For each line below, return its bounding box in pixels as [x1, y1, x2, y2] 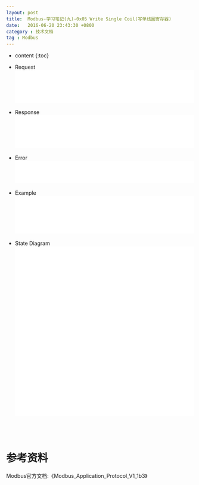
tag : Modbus [6, 35, 39, 41]
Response [14, 109, 40, 116]
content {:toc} [14, 52, 49, 59]
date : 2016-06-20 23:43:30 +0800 [6, 22, 95, 28]
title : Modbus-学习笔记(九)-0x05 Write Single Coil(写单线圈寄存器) [6, 16, 172, 22]
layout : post [6, 10, 39, 16]
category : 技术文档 [6, 29, 54, 35]
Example [14, 189, 37, 197]
